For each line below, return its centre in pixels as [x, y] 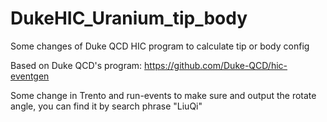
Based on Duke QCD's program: [76, 65]
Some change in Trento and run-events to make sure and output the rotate [163, 95]
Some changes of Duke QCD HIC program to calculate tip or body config [160, 46]
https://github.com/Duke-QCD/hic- [216, 65]
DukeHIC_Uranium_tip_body [129, 18]
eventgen [30, 76]
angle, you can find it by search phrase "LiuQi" [106, 106]
